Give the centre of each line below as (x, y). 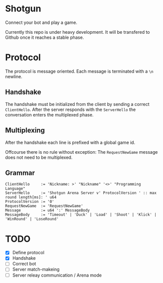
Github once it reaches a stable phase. (45, 37)
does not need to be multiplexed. (39, 157)
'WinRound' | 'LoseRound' (32, 219)
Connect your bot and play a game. (41, 22)
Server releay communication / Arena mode (57, 275)
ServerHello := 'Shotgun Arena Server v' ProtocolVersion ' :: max (81, 193)
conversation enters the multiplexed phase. (49, 114)
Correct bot (24, 264)
